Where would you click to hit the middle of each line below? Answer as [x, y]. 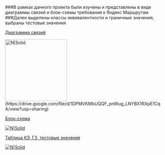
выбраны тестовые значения [36, 23]
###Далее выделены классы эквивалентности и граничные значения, [80, 18]
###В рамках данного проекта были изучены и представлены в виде [78, 7]
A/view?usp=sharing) [27, 109]
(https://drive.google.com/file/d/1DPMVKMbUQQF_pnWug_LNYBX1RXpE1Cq [83, 104]
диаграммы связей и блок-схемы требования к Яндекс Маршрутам [77, 12]
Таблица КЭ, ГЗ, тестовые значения [43, 137]
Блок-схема [18, 118]
